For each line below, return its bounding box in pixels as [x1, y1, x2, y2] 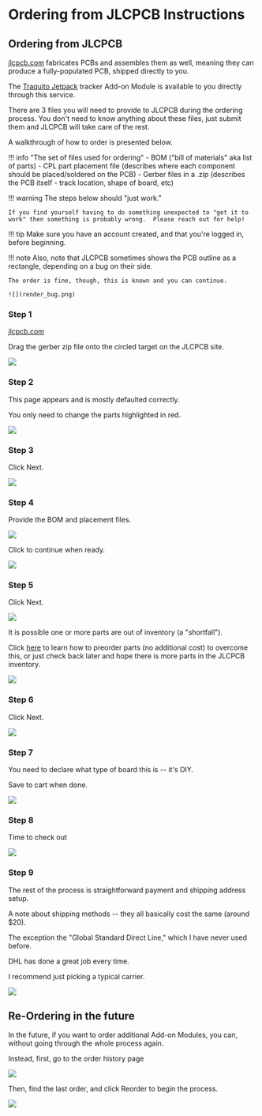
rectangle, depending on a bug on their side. [8, 262, 153, 270]
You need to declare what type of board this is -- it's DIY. [8, 765, 194, 775]
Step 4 [8, 496, 34, 507]
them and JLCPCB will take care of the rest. [8, 123, 150, 131]
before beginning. [8, 238, 66, 247]
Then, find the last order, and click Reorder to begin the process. [8, 1084, 219, 1094]
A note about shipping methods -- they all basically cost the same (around [8, 909, 250, 918]
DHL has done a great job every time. [8, 956, 129, 966]
